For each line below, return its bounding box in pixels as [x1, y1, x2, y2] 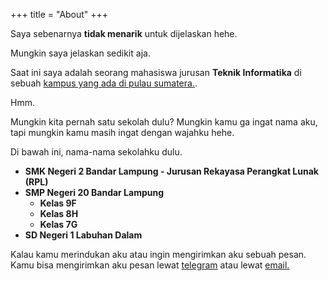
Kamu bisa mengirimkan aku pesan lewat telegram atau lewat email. [10, 259, 290, 271]
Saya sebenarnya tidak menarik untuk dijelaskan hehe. [10, 28, 238, 39]
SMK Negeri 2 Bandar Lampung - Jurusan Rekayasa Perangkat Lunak [24, 165, 319, 177]
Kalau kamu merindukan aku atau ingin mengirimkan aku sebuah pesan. [10, 249, 307, 260]
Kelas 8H [39, 208, 79, 219]
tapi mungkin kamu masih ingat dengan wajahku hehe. [10, 127, 235, 138]
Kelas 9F [39, 197, 77, 209]
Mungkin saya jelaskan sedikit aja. [10, 47, 151, 59]
